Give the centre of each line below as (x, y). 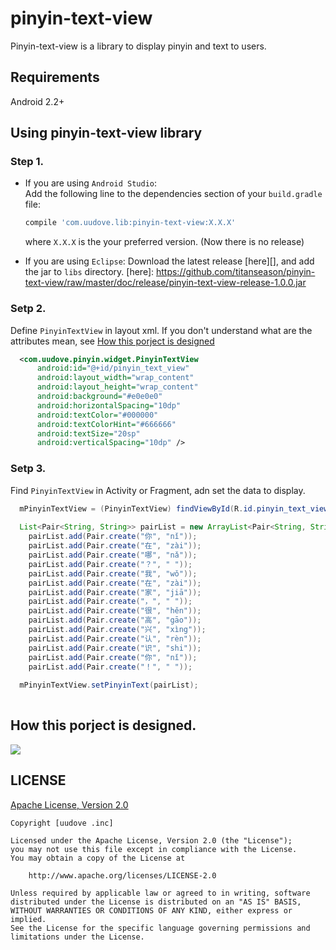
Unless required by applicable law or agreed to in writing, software (160, 893)
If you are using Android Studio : (91, 183)
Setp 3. (28, 469)
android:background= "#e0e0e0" (99, 397)
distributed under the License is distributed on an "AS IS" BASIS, (156, 902)
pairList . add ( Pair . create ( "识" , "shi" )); (115, 648)
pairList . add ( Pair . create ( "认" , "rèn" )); (115, 638)
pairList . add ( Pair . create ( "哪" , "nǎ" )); (113, 555)
